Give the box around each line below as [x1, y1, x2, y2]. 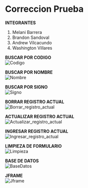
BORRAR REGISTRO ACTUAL [5, 98, 65, 104]
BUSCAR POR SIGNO [5, 84, 48, 90]
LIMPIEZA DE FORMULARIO [5, 143, 62, 149]
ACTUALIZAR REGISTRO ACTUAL [5, 113, 74, 119]
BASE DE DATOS [5, 157, 39, 163]
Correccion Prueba [5, 3, 84, 15]
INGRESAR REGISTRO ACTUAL [5, 128, 68, 134]
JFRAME [5, 172, 23, 178]
